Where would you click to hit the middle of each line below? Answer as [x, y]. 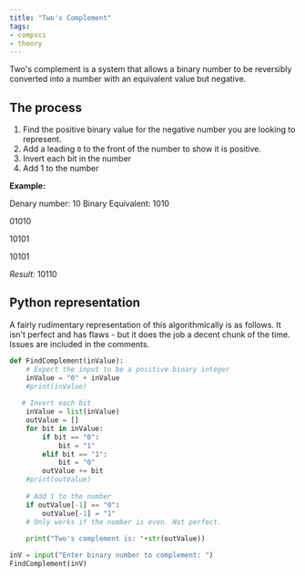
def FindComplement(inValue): [67, 361]
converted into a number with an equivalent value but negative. [128, 79]
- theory [26, 43]
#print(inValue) [57, 386]
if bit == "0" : [71, 437]
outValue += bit [73, 471]
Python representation [75, 303]
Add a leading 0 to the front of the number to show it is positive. [142, 149]
